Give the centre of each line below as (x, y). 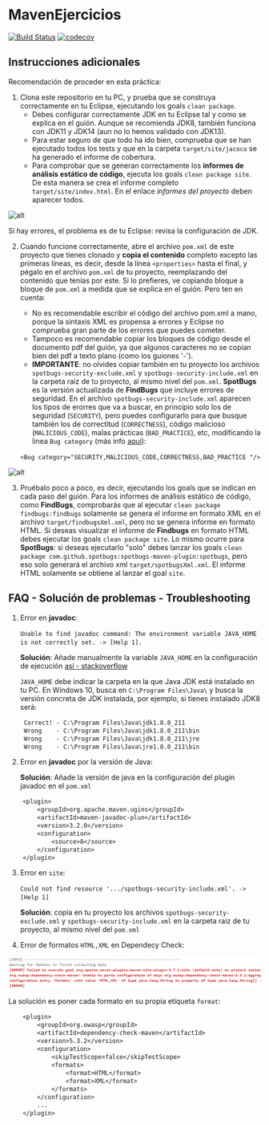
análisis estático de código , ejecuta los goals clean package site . (141, 173)
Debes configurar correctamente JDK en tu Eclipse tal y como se (139, 114)
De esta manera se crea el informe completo (105, 182)
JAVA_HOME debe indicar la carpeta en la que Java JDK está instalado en (137, 681)
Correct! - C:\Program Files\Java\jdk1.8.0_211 (104, 723)
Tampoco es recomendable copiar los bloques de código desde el (141, 338)
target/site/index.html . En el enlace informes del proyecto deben (142, 191)
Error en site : (42, 872)
